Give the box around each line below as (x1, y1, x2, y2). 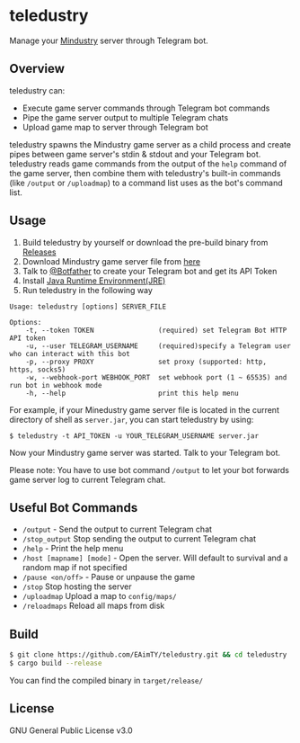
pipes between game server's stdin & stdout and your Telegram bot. (9, 148, 261, 159)
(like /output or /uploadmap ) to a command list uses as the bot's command (9, 177, 283, 188)
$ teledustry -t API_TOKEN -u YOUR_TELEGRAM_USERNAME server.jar (9, 431, 259, 441)
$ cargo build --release (9, 658, 102, 668)
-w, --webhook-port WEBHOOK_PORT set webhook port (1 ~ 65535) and (25, 372, 287, 382)
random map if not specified (22, 562, 128, 573)
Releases (22, 246, 57, 257)
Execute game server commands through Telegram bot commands (22, 103, 270, 113)
